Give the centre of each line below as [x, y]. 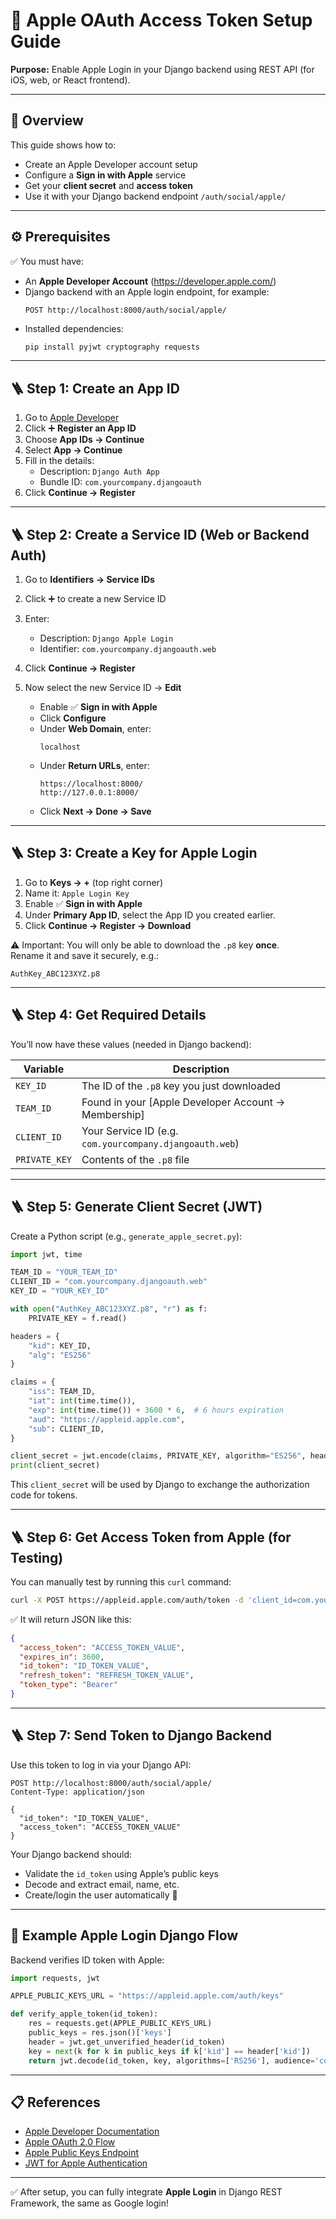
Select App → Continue [73, 450]
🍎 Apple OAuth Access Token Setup [161, 20]
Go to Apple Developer [72, 418]
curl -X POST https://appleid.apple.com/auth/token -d [127, 1600]
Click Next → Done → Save [95, 811]
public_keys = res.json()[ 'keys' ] [100, 2033]
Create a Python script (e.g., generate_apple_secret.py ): [126, 1236]
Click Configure [73, 718]
